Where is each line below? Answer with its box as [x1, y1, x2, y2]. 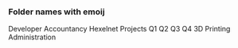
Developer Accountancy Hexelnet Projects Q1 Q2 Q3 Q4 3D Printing [8, 24, 231, 34]
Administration [8, 32, 57, 42]
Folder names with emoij [8, 6, 105, 17]
